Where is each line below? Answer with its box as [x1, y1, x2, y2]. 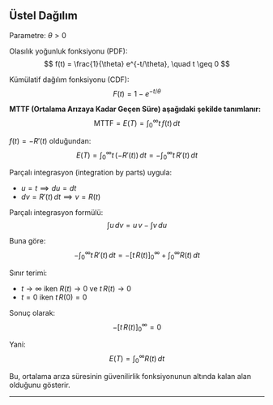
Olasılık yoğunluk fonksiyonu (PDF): [9, 46, 128, 56]
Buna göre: [9, 236, 46, 246]
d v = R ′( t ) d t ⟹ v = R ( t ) [20, 192, 101, 202]
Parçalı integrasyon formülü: [9, 208, 104, 218]
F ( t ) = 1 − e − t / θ [113, 87, 161, 98]
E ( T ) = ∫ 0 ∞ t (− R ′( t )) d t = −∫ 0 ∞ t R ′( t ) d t [76, 149, 198, 162]
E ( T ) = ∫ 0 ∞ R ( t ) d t [109, 352, 165, 365]
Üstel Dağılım [9, 9, 78, 23]
